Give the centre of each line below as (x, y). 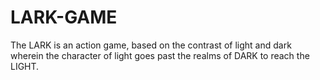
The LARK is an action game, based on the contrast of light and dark (151, 45)
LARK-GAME (64, 17)
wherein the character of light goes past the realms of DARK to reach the (160, 55)
